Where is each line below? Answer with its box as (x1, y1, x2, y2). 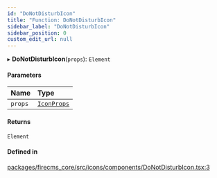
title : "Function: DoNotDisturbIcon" (7, 17, 116, 24)
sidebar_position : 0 (7, 29, 67, 37)
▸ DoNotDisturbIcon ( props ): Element (7, 55, 111, 63)
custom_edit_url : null (7, 36, 73, 43)
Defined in (7, 148, 38, 156)
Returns (7, 117, 31, 125)
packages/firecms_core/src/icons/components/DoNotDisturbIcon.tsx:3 (7, 163, 210, 171)
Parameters (7, 71, 42, 79)
